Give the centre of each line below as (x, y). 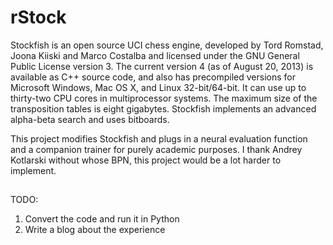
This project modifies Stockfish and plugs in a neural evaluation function (159, 138)
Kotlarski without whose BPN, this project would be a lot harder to (146, 160)
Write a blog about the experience (95, 230)
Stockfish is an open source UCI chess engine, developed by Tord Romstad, (167, 45)
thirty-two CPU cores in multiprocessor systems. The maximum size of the (164, 98)
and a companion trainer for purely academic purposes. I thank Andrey (156, 149)
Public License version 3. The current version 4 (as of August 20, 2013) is (162, 66)
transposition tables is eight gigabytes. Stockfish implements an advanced (163, 108)
